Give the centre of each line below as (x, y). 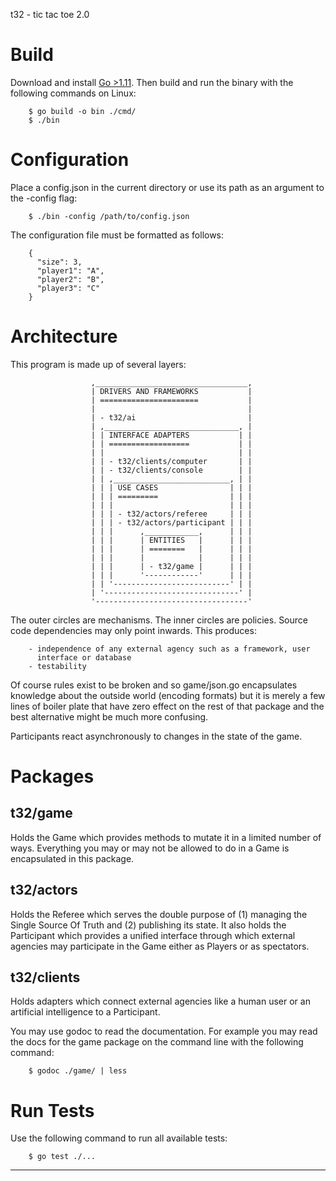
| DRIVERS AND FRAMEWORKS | (171, 391)
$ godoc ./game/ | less (78, 1071)
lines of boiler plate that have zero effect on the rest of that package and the (167, 706)
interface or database (84, 657)
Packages (52, 776)
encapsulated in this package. (72, 858)
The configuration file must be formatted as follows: (117, 235)
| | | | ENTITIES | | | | (171, 540)
